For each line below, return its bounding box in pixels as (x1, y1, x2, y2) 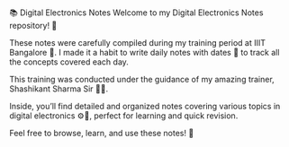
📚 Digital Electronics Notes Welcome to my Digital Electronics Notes (9, 7, 264, 18)
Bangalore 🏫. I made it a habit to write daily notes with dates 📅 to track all (9, 48, 280, 57)
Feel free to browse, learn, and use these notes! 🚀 (9, 128, 194, 138)
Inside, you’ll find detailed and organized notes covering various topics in (9, 101, 281, 111)
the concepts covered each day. (9, 56, 129, 67)
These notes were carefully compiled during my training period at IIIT (9, 38, 266, 48)
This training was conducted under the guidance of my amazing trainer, (9, 74, 275, 84)
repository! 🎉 (9, 21, 58, 30)
